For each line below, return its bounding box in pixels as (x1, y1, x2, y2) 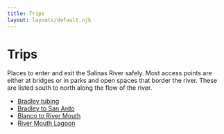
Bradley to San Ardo (17, 104, 75, 113)
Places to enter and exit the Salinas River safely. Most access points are (7, 69, 213, 77)
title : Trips (7, 10, 45, 17)
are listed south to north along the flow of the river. (7, 84, 153, 92)
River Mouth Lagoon (17, 119, 76, 128)
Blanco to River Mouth (17, 112, 81, 120)
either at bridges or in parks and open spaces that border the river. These (7, 77, 217, 85)
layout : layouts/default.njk (7, 17, 92, 23)
